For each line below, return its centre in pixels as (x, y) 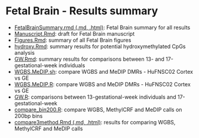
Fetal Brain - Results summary (82, 11)
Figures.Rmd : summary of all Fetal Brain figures (73, 40)
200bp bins (28, 116)
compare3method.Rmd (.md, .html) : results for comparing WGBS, (95, 122)
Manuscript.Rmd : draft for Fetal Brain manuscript (74, 33)
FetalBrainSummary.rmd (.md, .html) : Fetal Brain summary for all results (102, 27)
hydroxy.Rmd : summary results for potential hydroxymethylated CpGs (100, 46)
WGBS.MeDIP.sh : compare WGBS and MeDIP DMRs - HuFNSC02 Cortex (104, 71)
